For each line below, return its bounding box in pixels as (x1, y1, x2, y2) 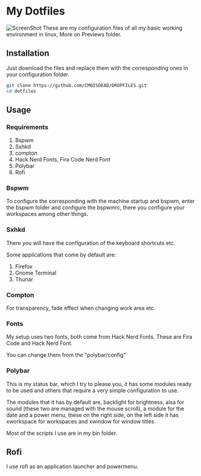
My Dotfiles (6, 4, 65, 18)
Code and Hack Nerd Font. (6, 340, 73, 347)
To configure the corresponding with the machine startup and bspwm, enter (6, 198, 195, 205)
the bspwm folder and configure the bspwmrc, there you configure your (6, 204, 185, 211)
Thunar (14, 275, 33, 282)
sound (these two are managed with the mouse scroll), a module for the (6, 405, 185, 412)
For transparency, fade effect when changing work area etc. (6, 304, 156, 312)
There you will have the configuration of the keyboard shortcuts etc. (6, 239, 176, 246)
